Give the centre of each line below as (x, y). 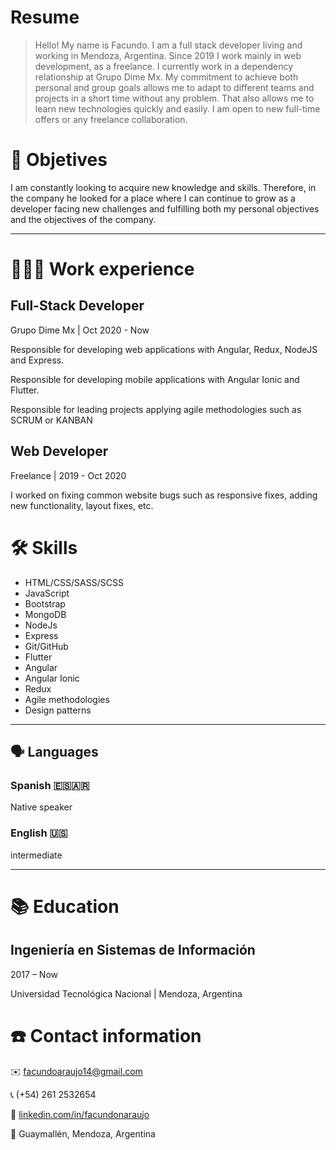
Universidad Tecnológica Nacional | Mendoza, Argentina (126, 993)
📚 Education (65, 906)
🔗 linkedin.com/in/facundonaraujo (80, 1114)
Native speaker (41, 807)
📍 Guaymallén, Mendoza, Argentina (83, 1133)
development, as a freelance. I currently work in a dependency (164, 66)
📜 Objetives (59, 160)
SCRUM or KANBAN (51, 420)
